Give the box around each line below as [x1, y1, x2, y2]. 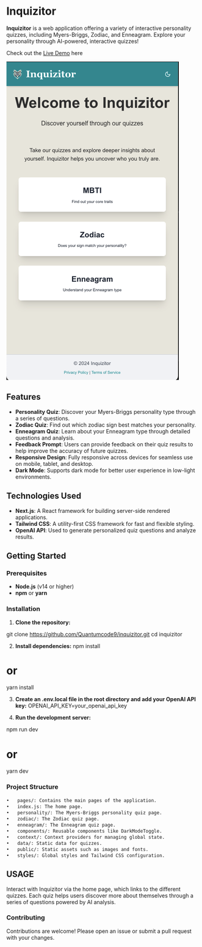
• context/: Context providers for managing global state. [6, 834, 165, 840]
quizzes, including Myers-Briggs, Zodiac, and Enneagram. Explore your [6, 31, 186, 38]
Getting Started [6, 550, 67, 561]
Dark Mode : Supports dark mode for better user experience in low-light [15, 466, 195, 474]
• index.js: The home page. [6, 803, 84, 809]
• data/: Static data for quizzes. [6, 840, 103, 846]
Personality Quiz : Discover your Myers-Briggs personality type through [15, 408, 196, 415]
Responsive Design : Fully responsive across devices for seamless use [15, 454, 193, 461]
